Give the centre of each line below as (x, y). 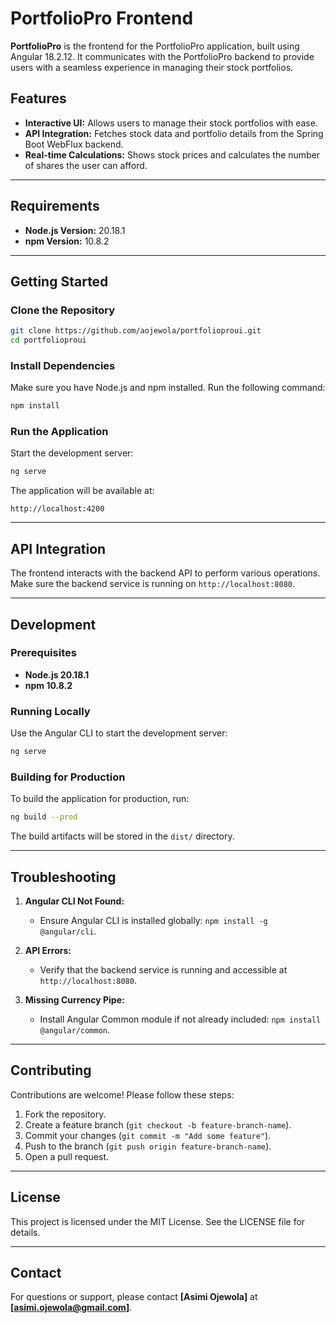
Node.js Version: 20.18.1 (75, 230)
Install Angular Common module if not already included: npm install (180, 1019)
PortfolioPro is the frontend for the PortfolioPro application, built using (155, 46)
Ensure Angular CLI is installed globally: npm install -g (153, 920)
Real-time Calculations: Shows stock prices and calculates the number (172, 154)
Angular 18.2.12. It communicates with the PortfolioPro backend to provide (162, 56)
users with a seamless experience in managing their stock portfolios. (152, 67)
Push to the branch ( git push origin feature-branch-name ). (148, 1146)
